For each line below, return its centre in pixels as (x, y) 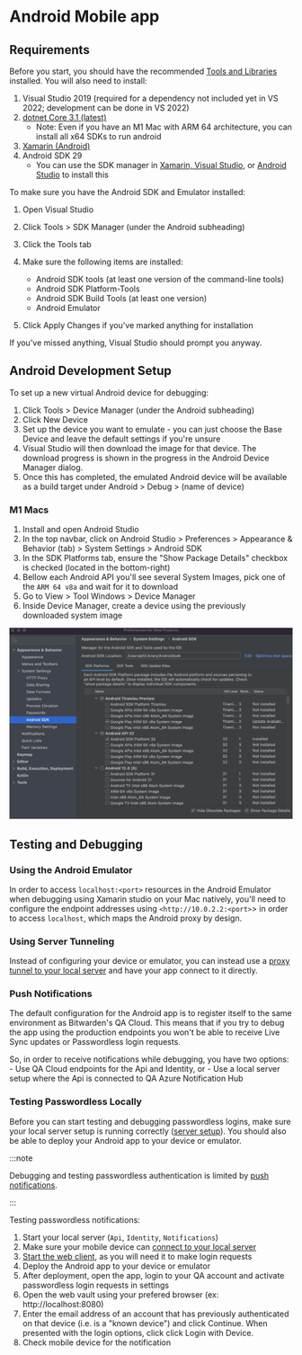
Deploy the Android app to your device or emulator (116, 1266)
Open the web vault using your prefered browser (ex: (120, 1294)
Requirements (49, 50)
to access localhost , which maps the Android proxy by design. (126, 918)
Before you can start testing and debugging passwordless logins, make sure (150, 1121)
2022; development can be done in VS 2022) (106, 108)
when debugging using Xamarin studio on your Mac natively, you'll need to (147, 899)
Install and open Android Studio (80, 530)
